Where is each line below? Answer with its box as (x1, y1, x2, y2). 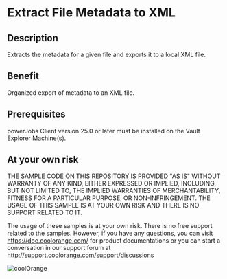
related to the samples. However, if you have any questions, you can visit (7, 229, 213, 238)
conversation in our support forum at (7, 244, 111, 252)
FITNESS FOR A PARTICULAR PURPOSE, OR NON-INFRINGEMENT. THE (7, 194, 211, 202)
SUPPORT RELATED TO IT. (7, 208, 82, 217)
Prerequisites (7, 109, 66, 120)
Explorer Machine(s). (7, 134, 67, 142)
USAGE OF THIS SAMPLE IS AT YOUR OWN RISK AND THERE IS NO (7, 201, 200, 210)
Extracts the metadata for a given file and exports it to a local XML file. (7, 50, 206, 58)
